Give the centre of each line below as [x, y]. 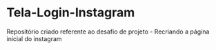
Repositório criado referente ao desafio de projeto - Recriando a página [108, 32]
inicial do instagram [35, 38]
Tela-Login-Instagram [71, 13]
